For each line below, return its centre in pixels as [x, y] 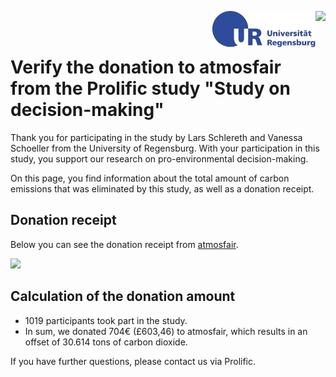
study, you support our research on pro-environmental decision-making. [159, 158]
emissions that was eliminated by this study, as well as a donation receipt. [162, 188]
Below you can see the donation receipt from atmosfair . [124, 244]
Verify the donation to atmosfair [146, 67]
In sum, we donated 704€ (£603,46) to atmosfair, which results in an [166, 331]
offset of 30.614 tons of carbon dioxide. [106, 342]
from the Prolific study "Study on [150, 88]
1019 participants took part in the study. [106, 320]
